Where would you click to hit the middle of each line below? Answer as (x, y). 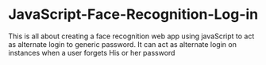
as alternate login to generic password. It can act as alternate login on (122, 44)
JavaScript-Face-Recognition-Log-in (133, 14)
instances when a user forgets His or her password (92, 52)
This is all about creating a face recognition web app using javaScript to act (131, 36)
